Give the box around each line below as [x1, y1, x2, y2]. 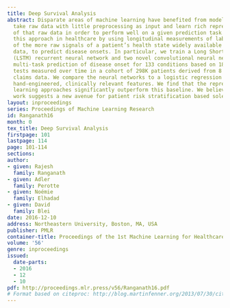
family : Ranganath [13, 169, 66, 176]
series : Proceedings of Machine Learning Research [7, 106, 155, 112]
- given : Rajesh [7, 163, 53, 170]
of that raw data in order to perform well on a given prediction [13, 29, 207, 36]
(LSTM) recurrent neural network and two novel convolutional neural [13, 55, 216, 62]
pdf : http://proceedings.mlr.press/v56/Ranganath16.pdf [7, 284, 170, 292]
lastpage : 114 [7, 138, 48, 145]
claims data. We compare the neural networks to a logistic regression [13, 73, 222, 81]
